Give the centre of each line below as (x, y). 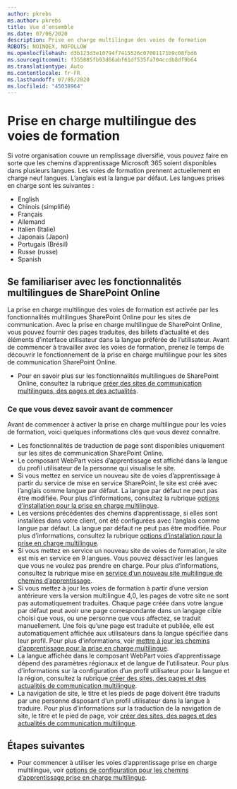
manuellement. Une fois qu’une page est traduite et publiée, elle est (116, 626)
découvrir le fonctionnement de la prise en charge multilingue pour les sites (117, 355)
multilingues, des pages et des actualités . (78, 391)
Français (30, 214)
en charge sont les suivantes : (51, 186)
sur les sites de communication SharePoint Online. (91, 453)
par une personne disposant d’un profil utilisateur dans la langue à (114, 701)
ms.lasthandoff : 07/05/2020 (49, 79)
